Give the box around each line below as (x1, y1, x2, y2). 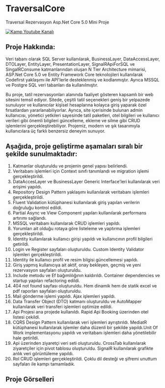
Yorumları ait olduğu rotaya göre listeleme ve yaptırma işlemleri (12, 225, 140, 231)
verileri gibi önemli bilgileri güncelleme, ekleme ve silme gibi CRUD (5, 117, 140, 123)
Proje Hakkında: (5, 43, 55, 52)
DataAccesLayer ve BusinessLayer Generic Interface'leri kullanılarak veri (12, 179, 160, 184)
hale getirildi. (12, 335, 39, 341)
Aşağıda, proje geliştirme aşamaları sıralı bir (5, 142, 143, 151)
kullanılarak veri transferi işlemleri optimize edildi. (12, 304, 113, 310)
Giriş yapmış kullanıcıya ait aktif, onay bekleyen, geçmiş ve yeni (12, 262, 141, 268)
